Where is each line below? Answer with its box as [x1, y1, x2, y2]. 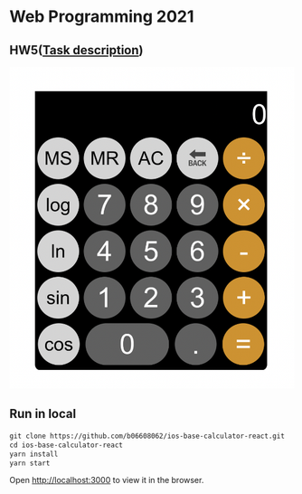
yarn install [9, 450, 59, 459]
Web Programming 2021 [9, 6, 194, 27]
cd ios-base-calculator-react [9, 441, 124, 450]
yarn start [9, 459, 51, 468]
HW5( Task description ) [9, 43, 144, 58]
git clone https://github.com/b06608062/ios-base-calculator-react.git [9, 432, 285, 441]
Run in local [9, 406, 77, 422]
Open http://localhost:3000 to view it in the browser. [9, 474, 204, 485]
